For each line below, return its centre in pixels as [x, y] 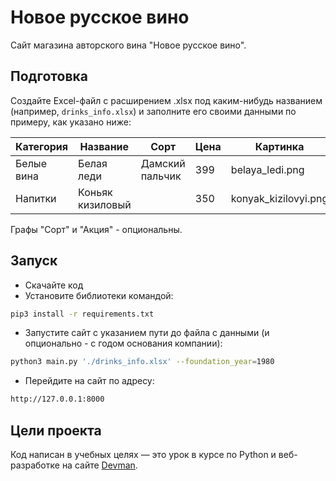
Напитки [36, 198]
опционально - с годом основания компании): [123, 343]
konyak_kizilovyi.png [279, 198]
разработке [35, 465]
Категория [42, 146]
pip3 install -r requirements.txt [82, 314]
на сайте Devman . [99, 465]
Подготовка [49, 76]
